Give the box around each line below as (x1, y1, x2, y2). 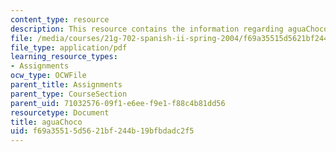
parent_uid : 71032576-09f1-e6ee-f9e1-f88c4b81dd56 (10, 98, 226, 108)
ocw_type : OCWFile (10, 71, 87, 81)
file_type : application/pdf (10, 42, 128, 53)
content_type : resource (10, 14, 110, 25)
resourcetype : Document (10, 107, 110, 118)
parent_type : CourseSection (10, 89, 128, 99)
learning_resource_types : (10, 52, 118, 62)
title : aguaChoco (10, 117, 83, 127)
